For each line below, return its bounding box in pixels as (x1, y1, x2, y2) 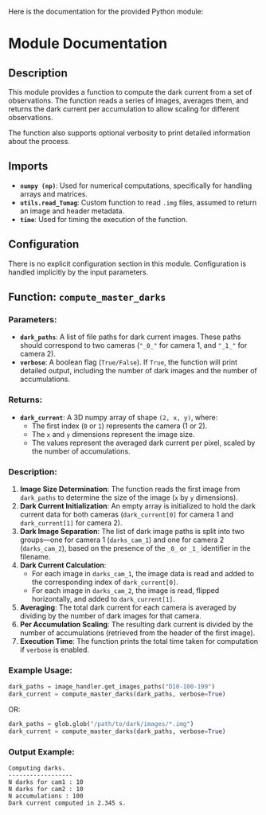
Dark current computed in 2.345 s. (8, 799, 127, 807)
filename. (19, 552, 51, 561)
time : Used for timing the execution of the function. (19, 214, 188, 224)
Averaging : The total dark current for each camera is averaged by (19, 602, 237, 612)
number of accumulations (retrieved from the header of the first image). (19, 628, 256, 638)
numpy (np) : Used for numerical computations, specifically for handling (19, 181, 252, 190)
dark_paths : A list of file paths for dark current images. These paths (19, 332, 241, 341)
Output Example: (8, 746, 75, 757)
